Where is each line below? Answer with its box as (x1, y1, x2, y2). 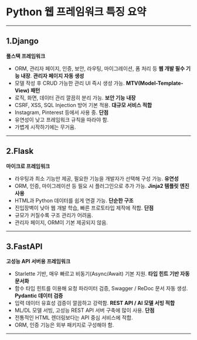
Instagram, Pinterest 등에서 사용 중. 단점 (14, 109, 108, 116)
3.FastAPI (6, 241, 43, 252)
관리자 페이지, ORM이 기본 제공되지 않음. (14, 219, 108, 226)
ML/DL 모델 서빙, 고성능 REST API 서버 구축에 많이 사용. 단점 (14, 307, 155, 314)
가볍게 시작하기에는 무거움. (14, 123, 76, 130)
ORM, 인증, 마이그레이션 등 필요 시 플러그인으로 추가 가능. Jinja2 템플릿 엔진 (14, 182, 189, 189)
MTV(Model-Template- (125, 80, 184, 87)
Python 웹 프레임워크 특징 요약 (6, 5, 147, 19)
